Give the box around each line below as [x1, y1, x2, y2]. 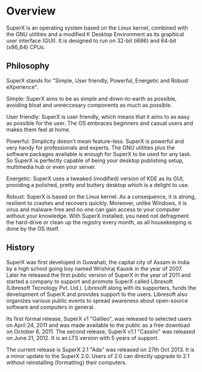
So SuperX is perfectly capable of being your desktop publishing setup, [6, 157, 184, 164]
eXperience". [6, 83, 39, 90]
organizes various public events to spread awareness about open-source [6, 297, 188, 304]
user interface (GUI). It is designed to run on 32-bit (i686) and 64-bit [6, 37, 177, 44]
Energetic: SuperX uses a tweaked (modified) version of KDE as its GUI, [6, 175, 185, 182]
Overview [6, 4, 56, 18]
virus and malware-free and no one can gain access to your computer [6, 206, 180, 213]
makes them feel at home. [6, 125, 71, 133]
